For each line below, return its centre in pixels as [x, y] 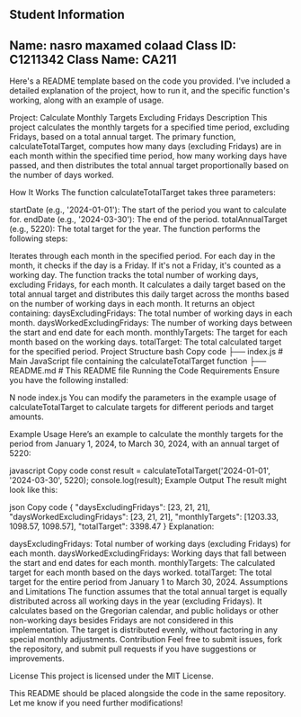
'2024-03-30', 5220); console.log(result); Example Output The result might [148, 480]
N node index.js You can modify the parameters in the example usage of [143, 398]
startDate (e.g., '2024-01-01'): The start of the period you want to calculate [148, 210]
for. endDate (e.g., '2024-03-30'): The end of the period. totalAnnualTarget [148, 220]
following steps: [39, 238]
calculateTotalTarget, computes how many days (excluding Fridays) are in [145, 147]
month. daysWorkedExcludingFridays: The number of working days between [151, 323]
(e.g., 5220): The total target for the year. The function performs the [135, 229]
